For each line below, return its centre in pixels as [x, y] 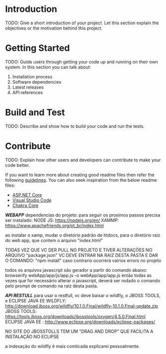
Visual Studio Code [32, 200]
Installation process [32, 76]
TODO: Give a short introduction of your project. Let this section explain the [82, 23]
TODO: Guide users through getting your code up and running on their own [82, 62]
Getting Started [38, 48]
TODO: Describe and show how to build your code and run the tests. [75, 126]
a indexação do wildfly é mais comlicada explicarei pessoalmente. [73, 346]
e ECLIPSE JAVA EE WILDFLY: [36, 301]
